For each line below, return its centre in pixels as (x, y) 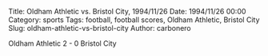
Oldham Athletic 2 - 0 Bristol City (63, 43)
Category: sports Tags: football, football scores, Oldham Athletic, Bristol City (134, 20)
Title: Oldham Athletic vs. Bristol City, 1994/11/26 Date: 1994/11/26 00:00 (127, 11)
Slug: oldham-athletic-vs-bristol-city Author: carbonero (100, 28)
